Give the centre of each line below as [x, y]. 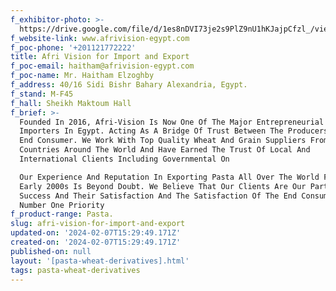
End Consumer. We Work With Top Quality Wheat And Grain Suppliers [163, 141]
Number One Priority [62, 205]
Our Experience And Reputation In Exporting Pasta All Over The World [169, 177]
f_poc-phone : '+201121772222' [73, 47]
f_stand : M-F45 [42, 94]
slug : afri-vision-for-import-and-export [98, 224]
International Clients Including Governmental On [124, 159]
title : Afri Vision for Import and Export [100, 57]
